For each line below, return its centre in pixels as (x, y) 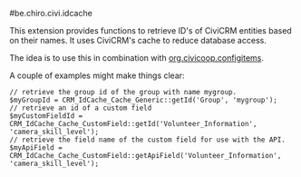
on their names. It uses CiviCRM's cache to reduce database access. (138, 40)
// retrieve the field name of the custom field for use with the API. (147, 140)
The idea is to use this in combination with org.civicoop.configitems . (137, 58)
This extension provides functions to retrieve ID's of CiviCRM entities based (150, 30)
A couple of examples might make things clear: (97, 75)
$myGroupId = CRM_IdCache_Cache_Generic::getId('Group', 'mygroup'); (144, 100)
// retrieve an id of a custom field (81, 108)
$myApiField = (36, 148)
